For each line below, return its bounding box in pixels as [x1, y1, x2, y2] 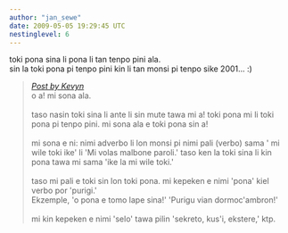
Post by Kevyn [30, 81, 85, 92]
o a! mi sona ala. [30, 90, 92, 101]
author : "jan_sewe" [9, 12, 82, 22]
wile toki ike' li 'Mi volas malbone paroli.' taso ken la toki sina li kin [30, 147, 272, 158]
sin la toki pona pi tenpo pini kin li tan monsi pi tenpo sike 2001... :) [9, 63, 252, 74]
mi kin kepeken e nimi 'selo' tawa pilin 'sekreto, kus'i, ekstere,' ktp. [30, 213, 276, 224]
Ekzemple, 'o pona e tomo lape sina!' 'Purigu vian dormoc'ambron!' [30, 195, 278, 205]
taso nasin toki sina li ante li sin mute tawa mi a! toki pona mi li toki [30, 109, 275, 121]
